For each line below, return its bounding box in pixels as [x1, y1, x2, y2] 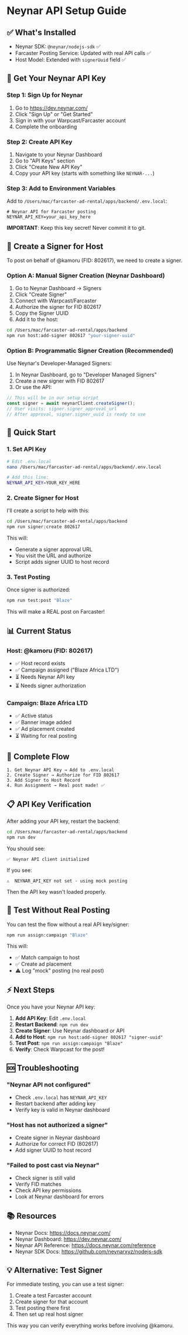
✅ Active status [15, 712, 53, 719]
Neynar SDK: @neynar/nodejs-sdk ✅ [15, 43, 101, 50]
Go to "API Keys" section [15, 157, 75, 164]
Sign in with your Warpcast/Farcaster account [15, 117, 127, 124]
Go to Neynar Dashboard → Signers [15, 285, 102, 292]
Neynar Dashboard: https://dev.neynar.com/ [15, 1235, 122, 1243]
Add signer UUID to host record [15, 1147, 91, 1154]
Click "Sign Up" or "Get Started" [15, 110, 93, 118]
